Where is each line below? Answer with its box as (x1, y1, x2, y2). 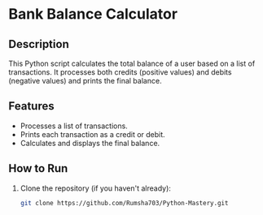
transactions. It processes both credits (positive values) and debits (8, 67, 232, 77)
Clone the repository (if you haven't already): (20, 183, 171, 193)
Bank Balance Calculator (8, 5, 178, 24)
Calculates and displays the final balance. (20, 138, 160, 148)
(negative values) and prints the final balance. (8, 76, 162, 85)
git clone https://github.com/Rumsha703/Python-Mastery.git (20, 199, 229, 207)
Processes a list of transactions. (20, 121, 128, 131)
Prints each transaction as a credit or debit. (20, 129, 165, 139)
